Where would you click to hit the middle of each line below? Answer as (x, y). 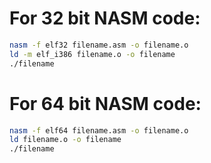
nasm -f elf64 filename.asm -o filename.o (99, 130)
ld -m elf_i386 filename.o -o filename (92, 54)
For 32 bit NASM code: (105, 18)
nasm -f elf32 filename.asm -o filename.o (99, 45)
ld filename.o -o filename (65, 140)
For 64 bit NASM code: (105, 103)
